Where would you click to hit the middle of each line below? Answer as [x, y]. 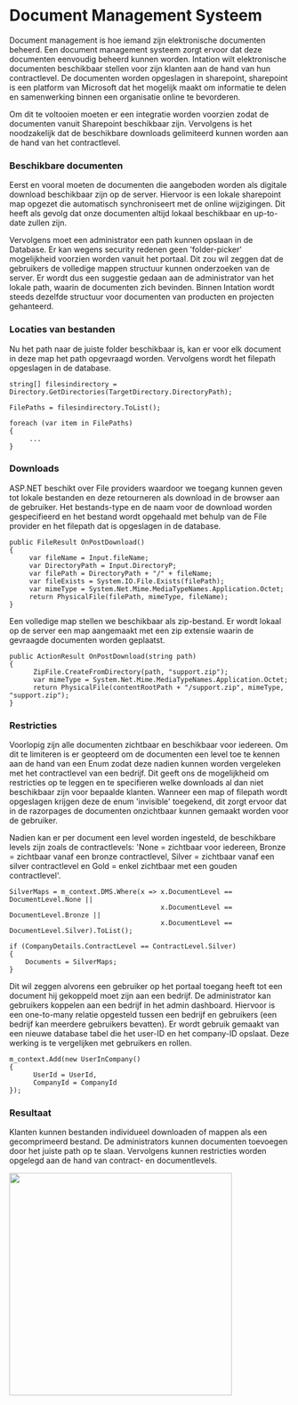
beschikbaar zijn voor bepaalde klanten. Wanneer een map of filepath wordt [148, 792]
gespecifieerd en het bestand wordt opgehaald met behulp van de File [138, 516]
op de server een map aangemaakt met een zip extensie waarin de [132, 630]
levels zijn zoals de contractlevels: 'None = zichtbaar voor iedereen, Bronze [148, 848]
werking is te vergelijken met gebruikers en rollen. [101, 1044]
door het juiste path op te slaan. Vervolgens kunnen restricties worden [138, 1151]
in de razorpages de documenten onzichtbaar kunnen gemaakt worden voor [149, 811]
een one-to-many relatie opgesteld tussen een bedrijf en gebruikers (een [143, 1015]
